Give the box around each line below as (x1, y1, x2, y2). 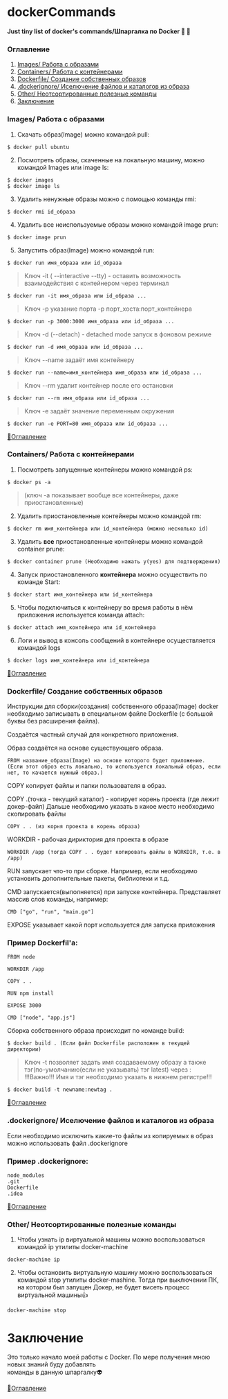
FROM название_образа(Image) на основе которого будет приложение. (7, 757, 206, 764)
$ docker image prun (7, 234, 67, 241)
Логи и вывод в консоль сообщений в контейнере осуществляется (17, 636, 216, 644)
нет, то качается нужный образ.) (7, 769, 104, 777)
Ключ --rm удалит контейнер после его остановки (23, 381, 173, 389)
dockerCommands (7, 4, 116, 20)
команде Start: (17, 577, 61, 586)
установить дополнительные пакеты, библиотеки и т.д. (7, 875, 170, 883)
